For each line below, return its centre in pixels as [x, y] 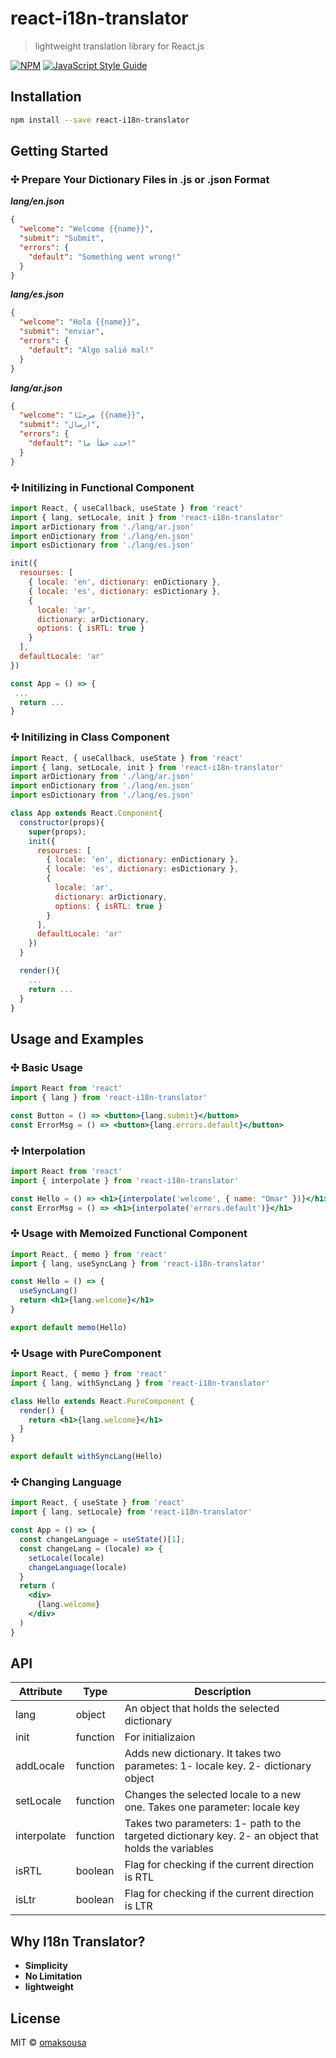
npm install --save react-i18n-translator [100, 120]
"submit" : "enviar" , [62, 332]
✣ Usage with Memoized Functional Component [129, 1234]
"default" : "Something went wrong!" [105, 257]
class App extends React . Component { [86, 813]
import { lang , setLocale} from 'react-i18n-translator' [131, 1512]
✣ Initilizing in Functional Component [102, 487]
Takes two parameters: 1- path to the [213, 1824]
